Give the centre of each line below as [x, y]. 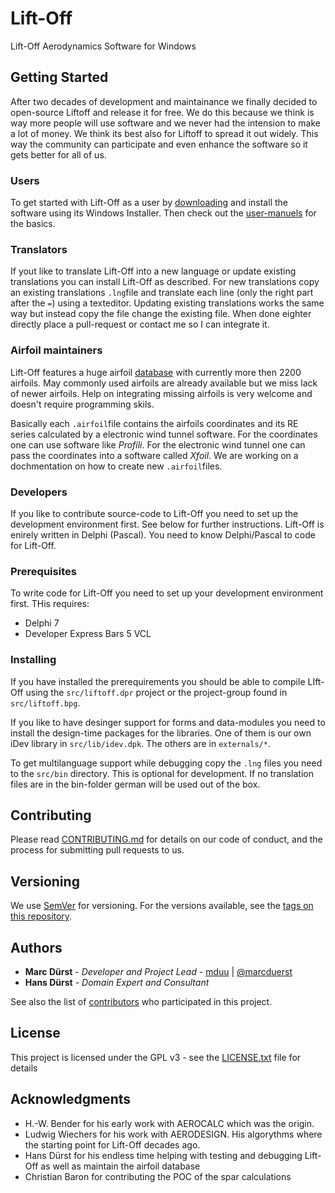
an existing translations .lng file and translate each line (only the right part [162, 293]
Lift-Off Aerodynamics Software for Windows [103, 46]
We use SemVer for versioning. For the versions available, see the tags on [162, 906]
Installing [33, 660]
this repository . [41, 916]
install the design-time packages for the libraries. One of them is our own [161, 733]
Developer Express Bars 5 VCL [88, 634]
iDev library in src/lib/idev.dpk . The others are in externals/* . [140, 743]
